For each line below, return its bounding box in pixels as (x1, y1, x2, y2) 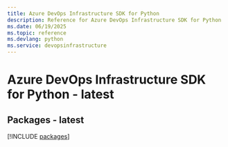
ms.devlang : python (7, 36, 64, 43)
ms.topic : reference (7, 29, 67, 37)
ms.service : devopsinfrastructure (7, 42, 107, 49)
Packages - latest (7, 114, 85, 126)
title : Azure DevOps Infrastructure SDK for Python (7, 10, 159, 17)
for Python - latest (7, 87, 114, 102)
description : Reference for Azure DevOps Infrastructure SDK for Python (7, 17, 222, 23)
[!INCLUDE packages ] (7, 133, 70, 140)
